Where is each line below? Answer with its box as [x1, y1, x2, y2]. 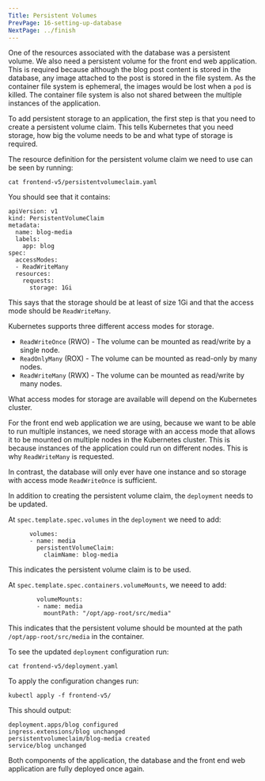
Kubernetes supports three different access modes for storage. [8, 322, 214, 331]
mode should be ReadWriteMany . [8, 306, 112, 316]
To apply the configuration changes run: [8, 676, 139, 686]
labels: [15, 235, 41, 243]
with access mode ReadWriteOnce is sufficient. [8, 476, 157, 485]
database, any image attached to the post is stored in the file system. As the [8, 73, 256, 83]
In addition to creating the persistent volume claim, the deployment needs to [8, 491, 253, 500]
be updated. [8, 500, 48, 509]
